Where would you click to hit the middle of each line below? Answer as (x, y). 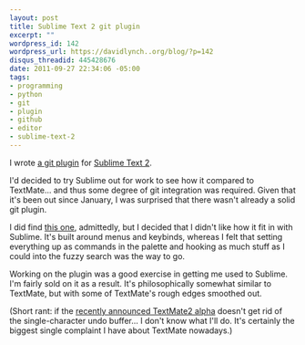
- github (26, 120)
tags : (20, 78)
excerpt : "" (32, 35)
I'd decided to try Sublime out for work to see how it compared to (132, 180)
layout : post (34, 18)
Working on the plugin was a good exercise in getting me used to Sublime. (149, 274)
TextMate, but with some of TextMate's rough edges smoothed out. (136, 293)
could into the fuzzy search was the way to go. (97, 256)
